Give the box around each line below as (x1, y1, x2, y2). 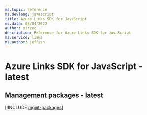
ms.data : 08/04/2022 (5, 21, 48, 26)
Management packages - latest (5, 91, 104, 100)
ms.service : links (5, 35, 43, 40)
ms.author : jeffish (5, 40, 45, 45)
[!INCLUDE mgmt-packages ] (5, 104, 63, 110)
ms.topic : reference (5, 7, 48, 12)
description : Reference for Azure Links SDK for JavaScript (5, 30, 132, 35)
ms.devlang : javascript (5, 12, 54, 17)
